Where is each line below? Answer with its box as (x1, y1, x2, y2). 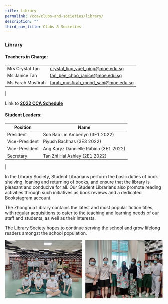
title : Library (5, 8, 37, 13)
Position (14, 124, 32, 130)
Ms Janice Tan (7, 73, 37, 79)
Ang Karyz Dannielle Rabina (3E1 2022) (43, 145, 126, 151)
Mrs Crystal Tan (7, 66, 40, 72)
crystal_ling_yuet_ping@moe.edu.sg (50, 66, 124, 72)
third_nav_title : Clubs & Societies (5, 24, 81, 29)
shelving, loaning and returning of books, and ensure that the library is (5, 179, 150, 185)
